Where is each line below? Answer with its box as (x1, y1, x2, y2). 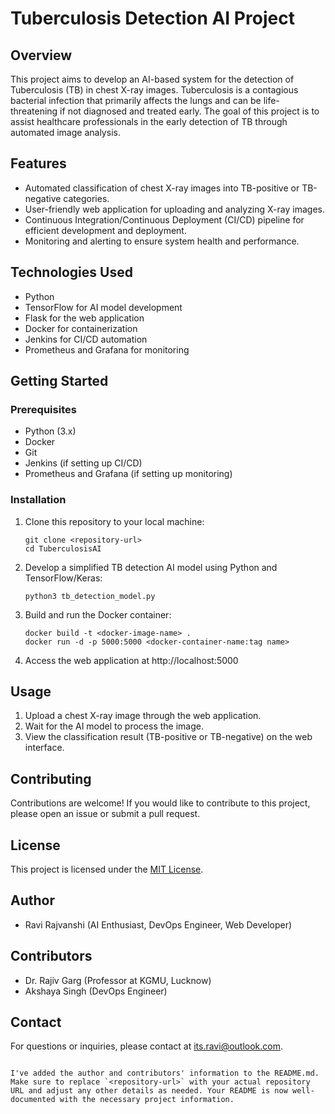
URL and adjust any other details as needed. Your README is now (10, 1086, 288, 1096)
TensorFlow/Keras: (24, 572, 103, 584)
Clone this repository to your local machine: (24, 515, 205, 527)
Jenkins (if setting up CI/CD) (24, 457, 143, 469)
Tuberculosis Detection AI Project (10, 7, 295, 30)
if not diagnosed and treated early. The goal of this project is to (59, 105, 320, 117)
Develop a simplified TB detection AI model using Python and (24, 561, 278, 573)
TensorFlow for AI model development (24, 301, 183, 313)
